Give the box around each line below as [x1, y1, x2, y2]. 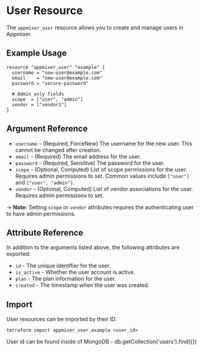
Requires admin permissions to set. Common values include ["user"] [15, 172, 190, 179]
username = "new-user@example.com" [12, 70, 103, 76]
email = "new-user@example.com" [12, 74, 103, 81]
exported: [6, 250, 31, 258]
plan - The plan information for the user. [15, 275, 116, 283]
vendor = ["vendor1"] [12, 101, 67, 107]
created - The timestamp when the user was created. [15, 281, 150, 289]
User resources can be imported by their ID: [6, 316, 117, 323]
